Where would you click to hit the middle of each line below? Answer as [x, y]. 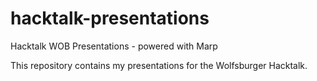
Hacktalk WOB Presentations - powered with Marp [114, 46]
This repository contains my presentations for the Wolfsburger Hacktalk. [159, 65]
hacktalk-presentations [110, 18]
